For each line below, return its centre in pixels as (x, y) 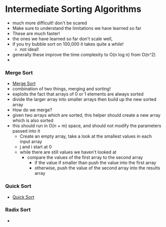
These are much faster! (36, 33)
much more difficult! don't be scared (50, 23)
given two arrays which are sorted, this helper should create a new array (86, 115)
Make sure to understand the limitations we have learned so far (77, 28)
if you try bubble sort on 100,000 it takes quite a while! (68, 44)
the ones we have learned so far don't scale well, (62, 39)
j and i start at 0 (36, 147)
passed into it (26, 131)
